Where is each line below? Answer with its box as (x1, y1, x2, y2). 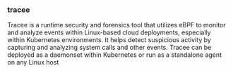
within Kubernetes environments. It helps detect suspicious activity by (7, 36, 212, 44)
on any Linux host (7, 58, 59, 67)
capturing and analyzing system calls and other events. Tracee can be (7, 44, 212, 52)
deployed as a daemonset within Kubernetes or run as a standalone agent (7, 51, 222, 59)
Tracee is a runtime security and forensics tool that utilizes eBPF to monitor (7, 21, 226, 29)
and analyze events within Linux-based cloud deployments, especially (7, 28, 211, 36)
